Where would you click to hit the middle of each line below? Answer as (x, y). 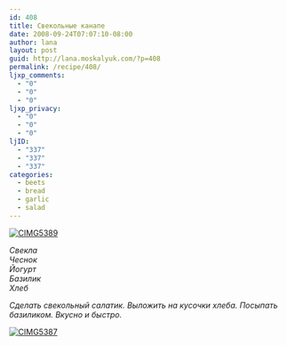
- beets (32, 183)
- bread (32, 191)
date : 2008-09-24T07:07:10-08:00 (71, 34)
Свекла (24, 250)
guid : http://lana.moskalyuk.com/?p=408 (85, 59)
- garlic (33, 200)
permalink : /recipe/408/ (55, 68)
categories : (31, 174)
